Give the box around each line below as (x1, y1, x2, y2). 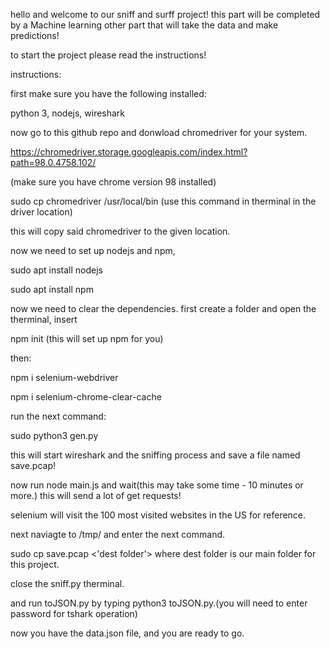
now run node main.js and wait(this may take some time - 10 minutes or (10, 479, 304, 491)
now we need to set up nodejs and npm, (10, 245, 176, 256)
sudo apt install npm (10, 284, 94, 295)
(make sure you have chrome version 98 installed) (10, 176, 217, 188)
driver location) (10, 206, 73, 218)
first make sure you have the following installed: (10, 88, 207, 99)
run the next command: (10, 410, 107, 422)
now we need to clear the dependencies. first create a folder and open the (10, 303, 317, 314)
